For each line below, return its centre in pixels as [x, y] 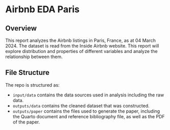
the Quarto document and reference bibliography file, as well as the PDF [89, 116]
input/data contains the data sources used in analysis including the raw [88, 95]
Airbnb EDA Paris [43, 9]
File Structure [27, 73]
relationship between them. [34, 57]
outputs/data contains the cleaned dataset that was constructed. [81, 106]
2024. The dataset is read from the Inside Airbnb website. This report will [82, 46]
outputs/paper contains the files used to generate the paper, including [86, 111]
